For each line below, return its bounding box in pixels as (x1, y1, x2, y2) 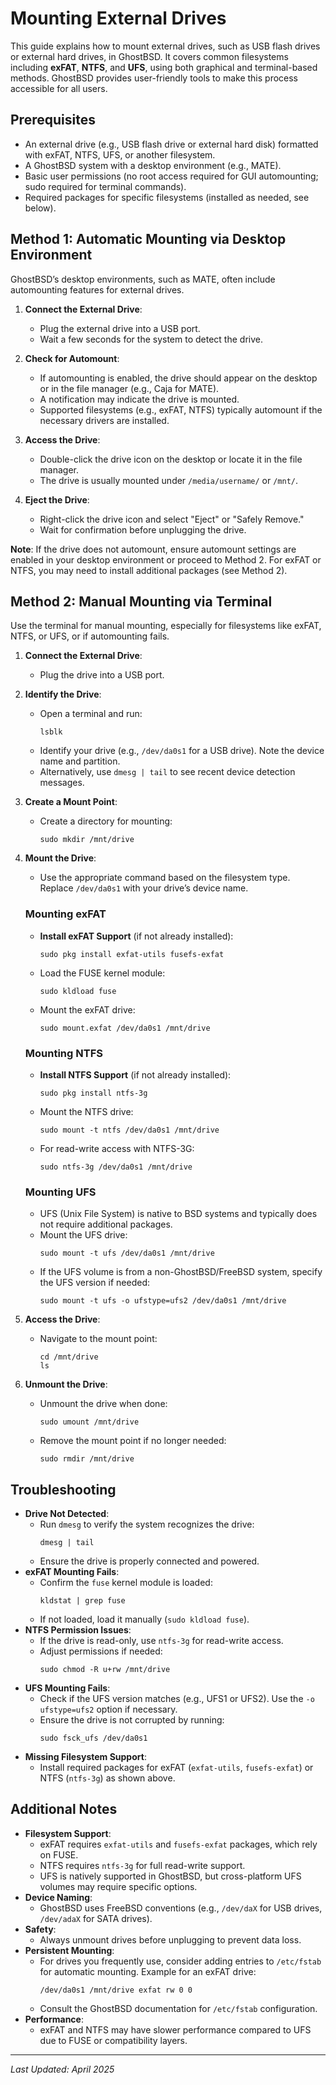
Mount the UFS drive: (39, 1229, 128, 1241)
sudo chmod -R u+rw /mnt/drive (39, 1665, 171, 1675)
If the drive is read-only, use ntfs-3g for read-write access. (39, 1635, 284, 1647)
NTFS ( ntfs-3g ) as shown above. (39, 1772, 176, 1784)
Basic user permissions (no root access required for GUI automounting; (24, 170, 319, 182)
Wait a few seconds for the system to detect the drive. (39, 333, 263, 345)
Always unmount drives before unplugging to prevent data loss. (39, 1933, 302, 1946)
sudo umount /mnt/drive (39, 1417, 140, 1427)
